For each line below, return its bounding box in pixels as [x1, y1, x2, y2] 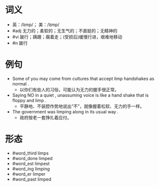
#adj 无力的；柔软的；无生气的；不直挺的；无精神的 [12, 27, 118, 33]
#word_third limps [12, 150, 49, 156]
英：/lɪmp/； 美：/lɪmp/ [12, 22, 60, 27]
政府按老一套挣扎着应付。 [19, 114, 72, 120]
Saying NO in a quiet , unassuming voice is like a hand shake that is [12, 92, 149, 98]
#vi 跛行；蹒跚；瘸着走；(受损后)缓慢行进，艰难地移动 [12, 34, 123, 40]
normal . [12, 80, 30, 86]
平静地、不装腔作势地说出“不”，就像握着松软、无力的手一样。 [19, 103, 144, 109]
